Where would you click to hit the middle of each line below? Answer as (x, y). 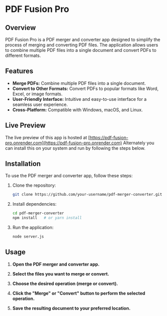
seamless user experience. (40, 104)
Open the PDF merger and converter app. (56, 264)
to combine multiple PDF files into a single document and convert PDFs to (81, 50)
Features (19, 71)
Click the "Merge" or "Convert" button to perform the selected (79, 293)
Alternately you (139, 143)
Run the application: (33, 228)
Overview (21, 28)
